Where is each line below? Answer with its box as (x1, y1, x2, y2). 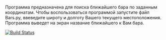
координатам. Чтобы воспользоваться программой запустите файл (5, 9, 150, 15)
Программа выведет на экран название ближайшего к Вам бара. (5, 20, 144, 26)
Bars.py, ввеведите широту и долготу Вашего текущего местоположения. (5, 15, 162, 20)
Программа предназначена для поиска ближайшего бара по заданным (5, 4, 158, 10)
